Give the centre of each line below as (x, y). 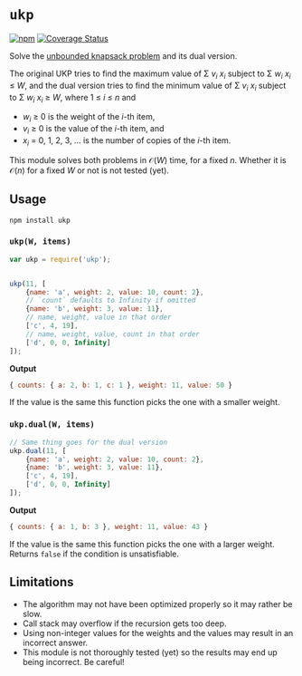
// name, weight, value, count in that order (113, 334)
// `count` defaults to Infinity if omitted (111, 301)
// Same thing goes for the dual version (89, 442)
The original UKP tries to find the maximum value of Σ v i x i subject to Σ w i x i (150, 74)
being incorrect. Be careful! (73, 662)
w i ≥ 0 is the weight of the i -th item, (89, 118)
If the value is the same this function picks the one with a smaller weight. (145, 402)
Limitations (42, 582)
